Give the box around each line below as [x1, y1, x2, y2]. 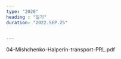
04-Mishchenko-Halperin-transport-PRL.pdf [6, 46, 115, 53]
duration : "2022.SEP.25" [6, 19, 68, 25]
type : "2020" [6, 8, 39, 15]
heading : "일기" [6, 14, 46, 20]
